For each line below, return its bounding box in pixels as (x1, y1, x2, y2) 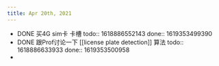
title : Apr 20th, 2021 (7, 10, 72, 17)
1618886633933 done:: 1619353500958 (16, 46, 130, 54)
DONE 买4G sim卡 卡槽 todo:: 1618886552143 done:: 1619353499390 (16, 29, 213, 37)
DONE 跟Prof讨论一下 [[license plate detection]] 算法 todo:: (16, 38, 184, 46)
